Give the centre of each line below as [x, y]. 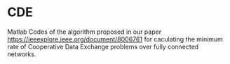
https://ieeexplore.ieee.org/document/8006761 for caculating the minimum [115, 39]
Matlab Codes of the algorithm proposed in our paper [84, 32]
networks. [22, 54]
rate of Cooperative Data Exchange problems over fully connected [103, 46]
